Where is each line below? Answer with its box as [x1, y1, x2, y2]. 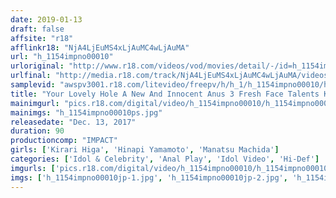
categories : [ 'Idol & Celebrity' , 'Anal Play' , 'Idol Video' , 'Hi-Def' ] [10, 154, 320, 164]
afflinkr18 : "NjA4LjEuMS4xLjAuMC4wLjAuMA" [10, 42, 190, 53]
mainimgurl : [10, 98, 60, 108]
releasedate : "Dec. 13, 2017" [10, 117, 137, 127]
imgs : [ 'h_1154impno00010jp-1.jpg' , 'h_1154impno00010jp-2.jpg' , [10, 172, 288, 183]
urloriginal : [10, 61, 65, 71]
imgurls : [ [10, 163, 56, 173]
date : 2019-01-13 [10, 14, 83, 25]
